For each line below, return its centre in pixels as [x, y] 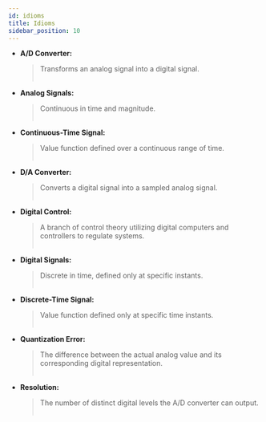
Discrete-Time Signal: [57, 300]
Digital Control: [46, 212]
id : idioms [26, 16]
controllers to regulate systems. [92, 236]
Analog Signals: [47, 93]
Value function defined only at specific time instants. [127, 315]
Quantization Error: [52, 339]
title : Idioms [32, 23]
